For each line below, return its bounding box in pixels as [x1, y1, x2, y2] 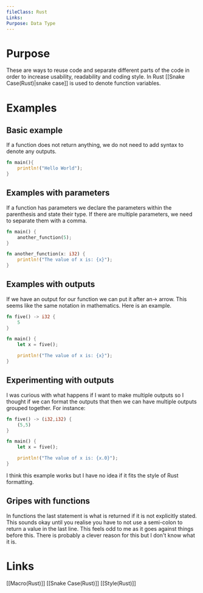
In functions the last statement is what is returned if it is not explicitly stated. [6, 512, 198, 519]
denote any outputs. [6, 147, 57, 155]
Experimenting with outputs [6, 375, 114, 386]
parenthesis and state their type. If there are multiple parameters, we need [6, 210, 193, 218]
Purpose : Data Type [6, 20, 56, 26]
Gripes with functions [6, 496, 90, 506]
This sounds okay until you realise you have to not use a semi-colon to [6, 519, 183, 526]
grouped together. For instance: [6, 404, 86, 411]
